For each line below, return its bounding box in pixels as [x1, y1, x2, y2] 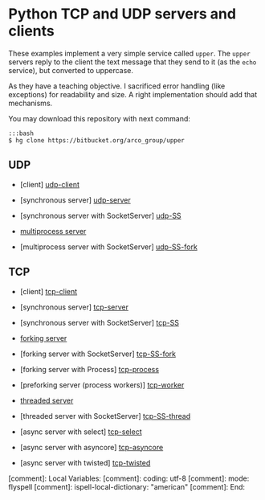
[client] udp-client [19, 179, 80, 189]
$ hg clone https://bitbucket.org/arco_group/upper [8, 136, 185, 145]
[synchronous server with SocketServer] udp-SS [19, 211, 182, 220]
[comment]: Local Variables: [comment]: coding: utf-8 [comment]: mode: [8, 473, 250, 483]
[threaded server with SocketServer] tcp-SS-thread [19, 411, 191, 420]
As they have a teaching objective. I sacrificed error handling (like [8, 81, 226, 91]
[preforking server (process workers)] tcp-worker [19, 379, 185, 390]
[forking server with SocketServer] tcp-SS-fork [19, 349, 177, 359]
